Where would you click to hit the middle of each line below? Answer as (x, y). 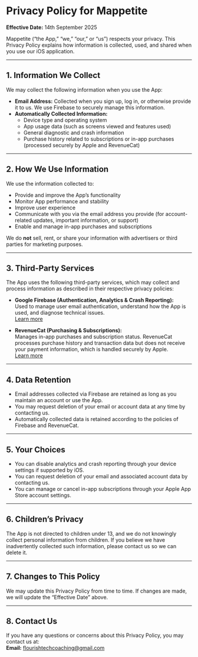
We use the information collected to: (50, 183)
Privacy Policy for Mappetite (77, 11)
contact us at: (23, 642)
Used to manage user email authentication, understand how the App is (100, 306)
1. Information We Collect (53, 75)
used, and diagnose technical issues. (60, 313)
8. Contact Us (32, 621)
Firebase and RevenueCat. (47, 425)
